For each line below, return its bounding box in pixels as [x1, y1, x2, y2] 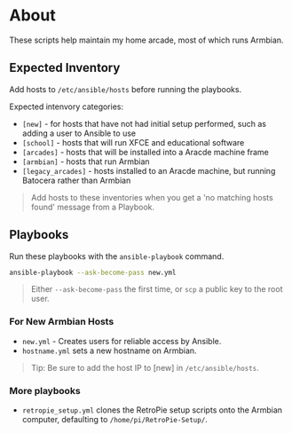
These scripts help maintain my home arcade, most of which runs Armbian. [9, 35, 284, 45]
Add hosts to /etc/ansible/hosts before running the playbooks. [9, 83, 242, 94]
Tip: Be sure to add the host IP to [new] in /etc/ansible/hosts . [30, 362, 259, 373]
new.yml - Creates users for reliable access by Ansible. [21, 335, 222, 346]
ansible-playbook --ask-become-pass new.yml [9, 268, 177, 277]
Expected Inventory [9, 60, 121, 75]
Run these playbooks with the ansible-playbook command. [9, 250, 225, 262]
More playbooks [9, 384, 82, 397]
